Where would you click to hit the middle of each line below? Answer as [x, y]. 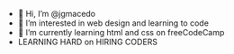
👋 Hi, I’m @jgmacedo [57, 14]
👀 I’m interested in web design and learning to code [113, 23]
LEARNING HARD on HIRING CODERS [88, 42]
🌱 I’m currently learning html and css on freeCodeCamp [121, 32]
